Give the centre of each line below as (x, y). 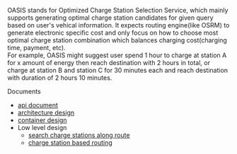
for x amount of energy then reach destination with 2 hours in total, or (109, 63)
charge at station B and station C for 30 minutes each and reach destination (118, 70)
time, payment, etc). (36, 48)
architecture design (46, 113)
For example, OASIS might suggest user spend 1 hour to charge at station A (117, 55)
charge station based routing (70, 143)
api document (38, 105)
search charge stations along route (79, 135)
